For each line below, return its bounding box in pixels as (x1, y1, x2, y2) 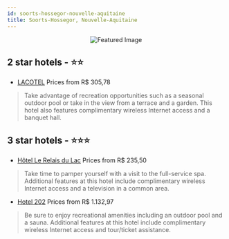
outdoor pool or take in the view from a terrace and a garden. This (24, 99, 212, 107)
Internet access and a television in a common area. (24, 184, 170, 193)
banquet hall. (24, 113, 62, 122)
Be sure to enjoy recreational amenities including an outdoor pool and (24, 211, 223, 220)
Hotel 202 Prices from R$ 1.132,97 (17, 198, 114, 206)
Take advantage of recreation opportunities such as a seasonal (24, 91, 204, 100)
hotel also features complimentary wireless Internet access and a (24, 106, 210, 115)
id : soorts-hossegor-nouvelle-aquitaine (7, 10, 126, 17)
